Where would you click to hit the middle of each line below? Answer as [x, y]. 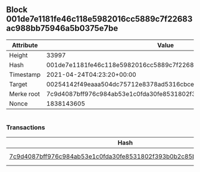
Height [18, 55]
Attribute [25, 45]
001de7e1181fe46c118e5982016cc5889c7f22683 [99, 19]
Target [18, 84]
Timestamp [25, 74]
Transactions [26, 127]
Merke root [25, 93]
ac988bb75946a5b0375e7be [62, 28]
